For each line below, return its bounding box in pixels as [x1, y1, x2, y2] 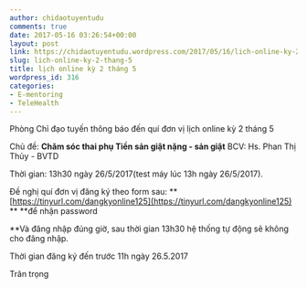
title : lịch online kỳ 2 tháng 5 [9, 65, 137, 74]
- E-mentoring [9, 90, 64, 99]
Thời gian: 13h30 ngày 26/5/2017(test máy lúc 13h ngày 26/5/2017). [9, 168, 263, 179]
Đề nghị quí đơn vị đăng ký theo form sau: [9, 187, 167, 197]
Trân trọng [9, 269, 49, 280]
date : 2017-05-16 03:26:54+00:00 [9, 30, 137, 39]
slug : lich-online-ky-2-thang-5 [9, 56, 132, 65]
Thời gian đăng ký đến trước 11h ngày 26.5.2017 [9, 251, 189, 261]
